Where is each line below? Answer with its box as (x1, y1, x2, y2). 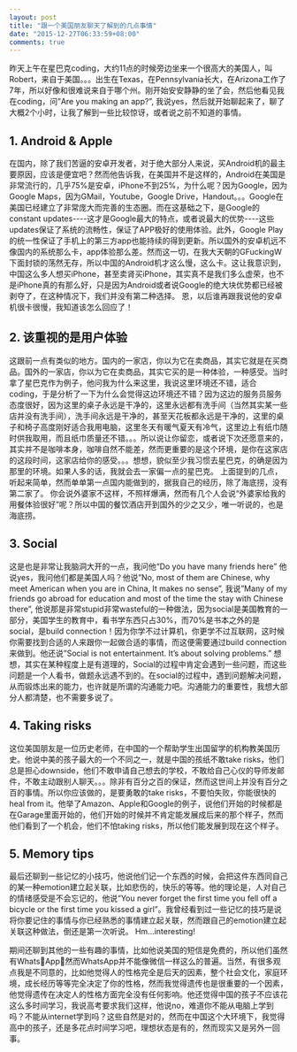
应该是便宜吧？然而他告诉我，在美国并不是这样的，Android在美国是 (39, 169, 286, 180)
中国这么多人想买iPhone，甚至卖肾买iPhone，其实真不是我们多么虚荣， (9, 269, 269, 280)
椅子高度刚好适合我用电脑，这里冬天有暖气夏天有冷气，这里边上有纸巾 (24, 421, 280, 432)
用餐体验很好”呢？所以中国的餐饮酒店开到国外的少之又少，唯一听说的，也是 (9, 499, 285, 510)
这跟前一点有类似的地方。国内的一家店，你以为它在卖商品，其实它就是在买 (9, 355, 280, 365)
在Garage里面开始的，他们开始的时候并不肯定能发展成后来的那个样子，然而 (9, 809, 285, 819)
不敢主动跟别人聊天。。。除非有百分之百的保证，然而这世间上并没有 (24, 776, 265, 787)
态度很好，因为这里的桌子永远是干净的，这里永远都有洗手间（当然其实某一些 (9, 399, 288, 410)
